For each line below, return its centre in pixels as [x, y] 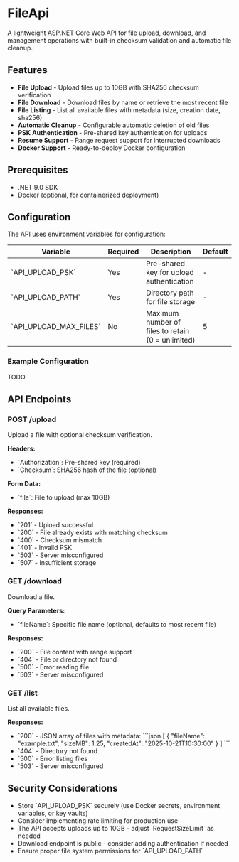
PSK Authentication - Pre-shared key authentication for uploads [112, 132]
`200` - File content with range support [75, 652]
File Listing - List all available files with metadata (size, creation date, [119, 110]
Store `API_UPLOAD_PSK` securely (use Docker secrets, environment [119, 805]
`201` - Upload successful [55, 525]
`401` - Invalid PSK [45, 548]
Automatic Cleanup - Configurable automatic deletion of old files [113, 125]
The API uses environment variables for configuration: [86, 234]
